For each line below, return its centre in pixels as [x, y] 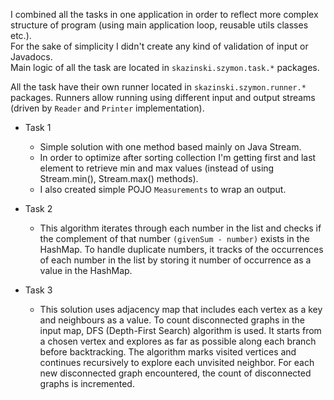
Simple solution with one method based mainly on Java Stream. [170, 147]
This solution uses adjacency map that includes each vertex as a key [181, 309]
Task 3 [38, 290]
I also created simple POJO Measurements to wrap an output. [163, 189]
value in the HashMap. [86, 270]
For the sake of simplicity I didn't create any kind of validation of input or [159, 46]
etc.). [21, 35]
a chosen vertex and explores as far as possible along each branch [178, 341]
